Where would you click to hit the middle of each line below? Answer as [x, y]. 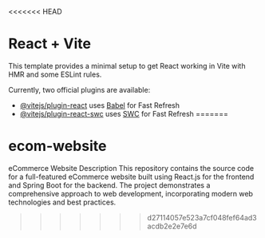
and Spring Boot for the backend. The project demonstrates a [109, 185]
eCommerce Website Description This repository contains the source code [131, 168]
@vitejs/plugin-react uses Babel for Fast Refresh [100, 105]
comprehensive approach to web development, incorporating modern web [131, 193]
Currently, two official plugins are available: [79, 89]
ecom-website [57, 146]
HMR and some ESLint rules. [55, 74]
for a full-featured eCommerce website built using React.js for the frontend [131, 177]
